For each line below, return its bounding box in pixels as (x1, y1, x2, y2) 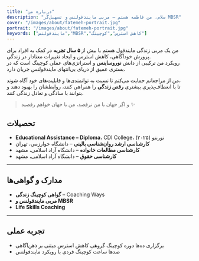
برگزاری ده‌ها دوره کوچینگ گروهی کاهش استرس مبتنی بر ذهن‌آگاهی (15, 242, 164, 249)
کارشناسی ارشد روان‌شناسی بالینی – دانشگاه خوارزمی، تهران (15, 140, 150, 147)
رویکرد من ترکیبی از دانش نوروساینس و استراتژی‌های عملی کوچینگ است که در (6, 60, 180, 67)
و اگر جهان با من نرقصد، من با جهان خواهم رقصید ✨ (21, 101, 135, 108)
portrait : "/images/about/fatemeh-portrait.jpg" (6, 25, 129, 31)
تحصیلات (6, 118, 35, 128)
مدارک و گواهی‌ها (6, 175, 63, 186)
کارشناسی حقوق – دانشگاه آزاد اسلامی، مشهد (15, 153, 117, 160)
